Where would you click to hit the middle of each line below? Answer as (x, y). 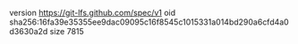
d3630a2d (29, 31)
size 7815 (67, 31)
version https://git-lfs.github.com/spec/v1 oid (93, 13)
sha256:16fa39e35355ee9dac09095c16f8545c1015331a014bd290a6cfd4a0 (149, 22)
